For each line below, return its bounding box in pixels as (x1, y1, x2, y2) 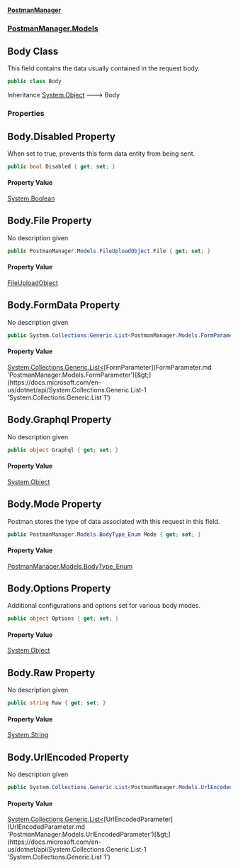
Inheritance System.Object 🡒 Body (7, 91, 120, 100)
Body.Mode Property (7, 498, 102, 510)
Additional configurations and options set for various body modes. (7, 601, 200, 610)
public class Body (7, 78, 62, 85)
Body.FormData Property (7, 299, 120, 311)
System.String (7, 731, 49, 739)
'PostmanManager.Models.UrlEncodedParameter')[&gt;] (7, 830, 171, 839)
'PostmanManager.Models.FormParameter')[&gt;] (7, 370, 152, 379)
